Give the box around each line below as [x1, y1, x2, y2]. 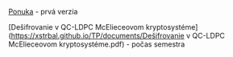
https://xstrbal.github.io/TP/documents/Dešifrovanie [10, 31, 185, 40]
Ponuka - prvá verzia [8, 7, 78, 16]
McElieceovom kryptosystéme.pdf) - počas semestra [8, 39, 185, 49]
